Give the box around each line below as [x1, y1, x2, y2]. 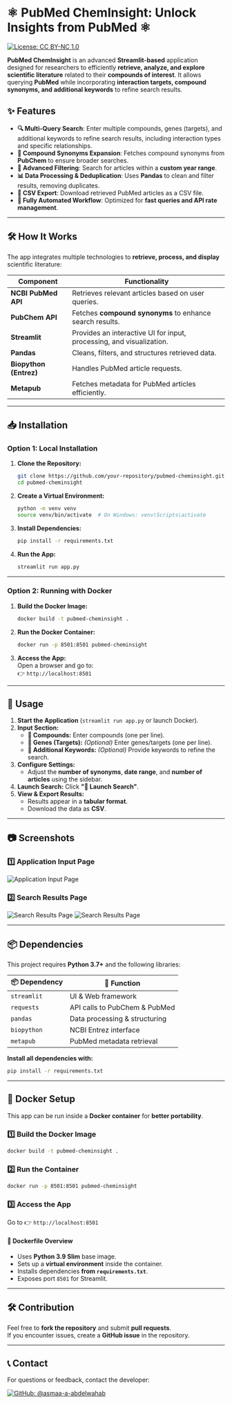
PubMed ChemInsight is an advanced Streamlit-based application [7, 55, 198, 64]
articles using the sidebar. [27, 775, 103, 784]
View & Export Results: [17, 790, 85, 798]
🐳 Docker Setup [7, 1093, 76, 1105]
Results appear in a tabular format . [27, 798, 128, 806]
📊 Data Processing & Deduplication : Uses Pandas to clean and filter [17, 171, 214, 179]
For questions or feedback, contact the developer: [7, 1376, 150, 1384]
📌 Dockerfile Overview [7, 1237, 73, 1245]
